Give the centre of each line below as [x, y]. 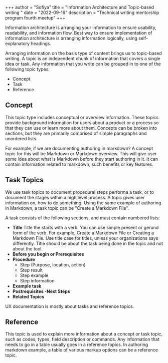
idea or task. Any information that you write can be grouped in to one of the [83, 64]
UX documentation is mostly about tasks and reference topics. [70, 306]
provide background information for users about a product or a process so [82, 123]
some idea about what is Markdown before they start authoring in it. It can [82, 159]
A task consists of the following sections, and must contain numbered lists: [82, 218]
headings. [41, 44]
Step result [31, 270]
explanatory [18, 44]
